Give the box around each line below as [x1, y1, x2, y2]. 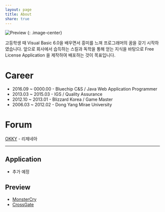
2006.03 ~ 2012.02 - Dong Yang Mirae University [12, 102, 112, 108]
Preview [5, 183, 31, 192]
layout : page [5, 7, 32, 12]
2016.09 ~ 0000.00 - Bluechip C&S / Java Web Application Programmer [12, 86, 158, 92]
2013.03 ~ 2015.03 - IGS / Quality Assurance [12, 91, 103, 97]
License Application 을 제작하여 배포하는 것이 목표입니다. [5, 52, 116, 58]
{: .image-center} [27, 30, 62, 36]
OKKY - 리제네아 [5, 136, 38, 142]
